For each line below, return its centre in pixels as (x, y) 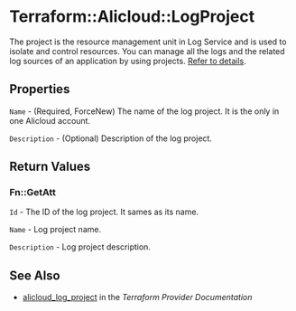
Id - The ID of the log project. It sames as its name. (104, 212)
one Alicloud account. (50, 120)
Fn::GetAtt (32, 193)
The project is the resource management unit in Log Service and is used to (148, 42)
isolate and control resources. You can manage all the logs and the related (148, 51)
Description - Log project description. (80, 247)
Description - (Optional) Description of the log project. (111, 138)
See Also (35, 275)
